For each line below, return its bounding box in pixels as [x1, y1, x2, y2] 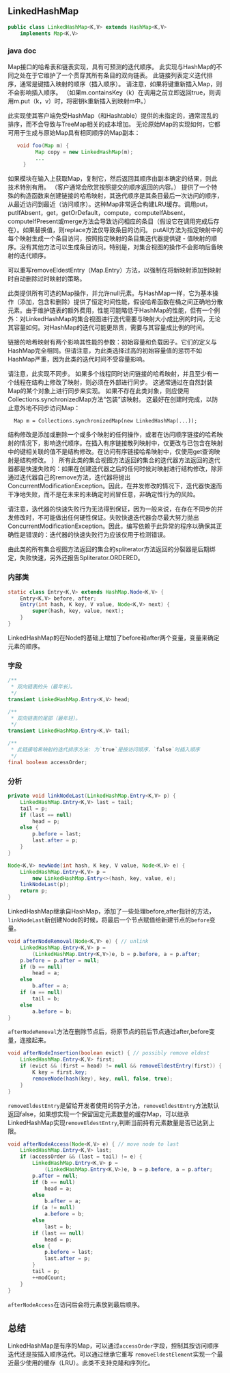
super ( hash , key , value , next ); [32, 607, 125, 615]
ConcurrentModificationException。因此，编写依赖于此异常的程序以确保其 [8, 522, 217, 530]
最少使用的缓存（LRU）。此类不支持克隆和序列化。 [13, 1359, 154, 1367]
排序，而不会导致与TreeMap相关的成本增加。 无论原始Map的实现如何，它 [8, 120, 214, 128]
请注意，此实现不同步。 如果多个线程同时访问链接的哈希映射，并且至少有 [8, 370, 213, 378]
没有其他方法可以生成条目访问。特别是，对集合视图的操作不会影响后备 [19, 243, 217, 251]
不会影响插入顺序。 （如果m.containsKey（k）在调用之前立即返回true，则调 [8, 88, 221, 97]
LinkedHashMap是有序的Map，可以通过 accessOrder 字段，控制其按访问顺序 [8, 1341, 219, 1350]
